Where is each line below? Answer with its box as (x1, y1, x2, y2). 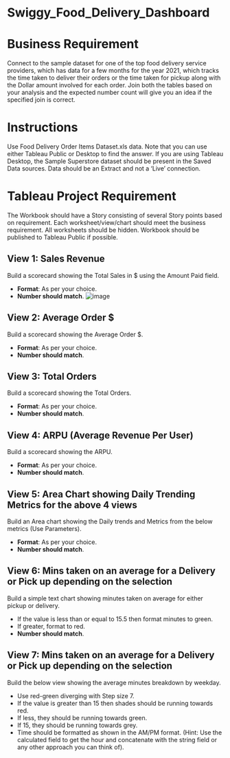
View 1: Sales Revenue (7, 253, 105, 265)
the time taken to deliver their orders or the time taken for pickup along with (7, 74, 221, 82)
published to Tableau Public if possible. (7, 233, 118, 241)
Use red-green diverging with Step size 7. (16, 691, 135, 700)
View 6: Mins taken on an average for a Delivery (7, 565, 216, 577)
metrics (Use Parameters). (7, 525, 82, 533)
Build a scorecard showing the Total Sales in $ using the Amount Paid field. (7, 271, 220, 279)
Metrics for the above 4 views (7, 499, 137, 510)
